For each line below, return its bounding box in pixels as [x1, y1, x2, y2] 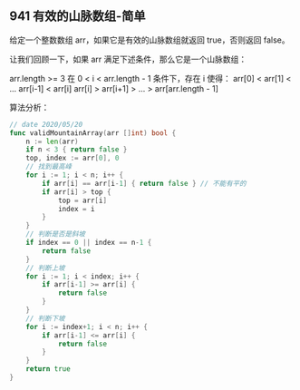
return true [25, 365, 71, 374]
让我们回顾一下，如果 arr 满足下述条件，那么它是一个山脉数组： [9, 54, 247, 64]
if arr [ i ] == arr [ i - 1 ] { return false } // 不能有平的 [42, 179, 247, 188]
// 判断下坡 [25, 314, 65, 323]
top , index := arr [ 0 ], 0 [25, 153, 120, 163]
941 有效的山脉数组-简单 [9, 8, 146, 24]
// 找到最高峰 [25, 162, 73, 171]
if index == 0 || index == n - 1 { [25, 239, 152, 248]
